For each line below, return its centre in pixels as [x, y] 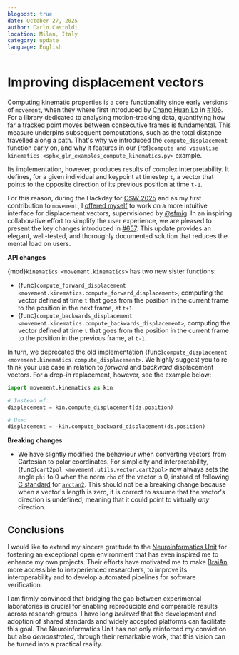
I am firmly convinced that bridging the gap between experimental [105, 599]
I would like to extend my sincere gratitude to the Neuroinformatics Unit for [117, 547]
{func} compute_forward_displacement [72, 285]
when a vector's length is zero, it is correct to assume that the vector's [122, 492]
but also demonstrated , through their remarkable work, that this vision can [117, 636]
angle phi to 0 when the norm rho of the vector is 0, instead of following [123, 477]
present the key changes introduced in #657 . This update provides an [110, 228]
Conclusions [36, 530]
